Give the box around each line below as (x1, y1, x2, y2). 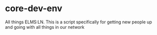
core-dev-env (5, 3, 62, 14)
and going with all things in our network (5, 24, 84, 30)
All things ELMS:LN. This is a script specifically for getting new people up (5, 19, 152, 25)
